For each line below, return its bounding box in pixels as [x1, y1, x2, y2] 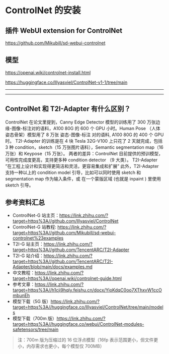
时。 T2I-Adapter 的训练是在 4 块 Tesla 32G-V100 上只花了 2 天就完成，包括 [5, 138, 162, 144]
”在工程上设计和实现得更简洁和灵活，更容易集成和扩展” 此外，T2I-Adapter [5, 163, 159, 169]
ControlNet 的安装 [5, 5, 81, 16]
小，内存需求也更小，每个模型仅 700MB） [17, 343, 105, 349]
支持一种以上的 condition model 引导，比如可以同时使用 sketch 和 [5, 169, 141, 175]
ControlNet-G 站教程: [12, 224, 56, 230]
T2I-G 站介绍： [12, 253, 44, 259]
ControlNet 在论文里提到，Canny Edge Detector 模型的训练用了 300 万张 [5, 119, 156, 125]
